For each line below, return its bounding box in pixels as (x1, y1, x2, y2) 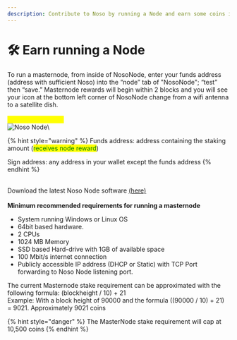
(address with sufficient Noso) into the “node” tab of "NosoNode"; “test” (7, 78, 218, 86)
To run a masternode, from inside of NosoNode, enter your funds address (7, 70, 221, 78)
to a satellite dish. (7, 100, 59, 109)
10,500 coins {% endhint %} (7, 324, 90, 333)
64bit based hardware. (17, 222, 84, 231)
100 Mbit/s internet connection (17, 252, 107, 261)
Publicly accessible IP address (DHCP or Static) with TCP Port (17, 260, 197, 268)
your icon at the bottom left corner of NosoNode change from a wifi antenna (7, 92, 229, 101)
